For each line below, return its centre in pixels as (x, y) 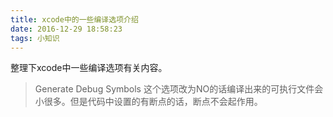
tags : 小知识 (35, 38)
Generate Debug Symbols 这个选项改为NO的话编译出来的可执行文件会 (179, 89)
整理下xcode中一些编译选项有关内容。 (89, 68)
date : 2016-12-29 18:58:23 (66, 29)
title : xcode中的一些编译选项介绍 (74, 19)
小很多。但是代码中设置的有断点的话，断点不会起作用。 (148, 102)
